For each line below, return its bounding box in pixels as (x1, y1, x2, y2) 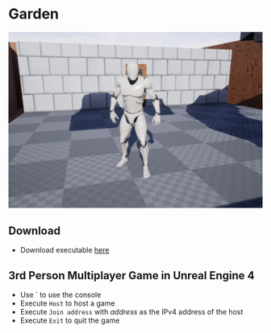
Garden (8, 5, 59, 23)
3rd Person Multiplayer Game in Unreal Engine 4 (8, 269, 256, 282)
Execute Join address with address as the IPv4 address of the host (19, 307, 244, 316)
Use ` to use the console (19, 290, 102, 299)
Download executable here (19, 245, 110, 255)
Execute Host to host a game (19, 298, 115, 308)
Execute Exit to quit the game (19, 315, 120, 325)
